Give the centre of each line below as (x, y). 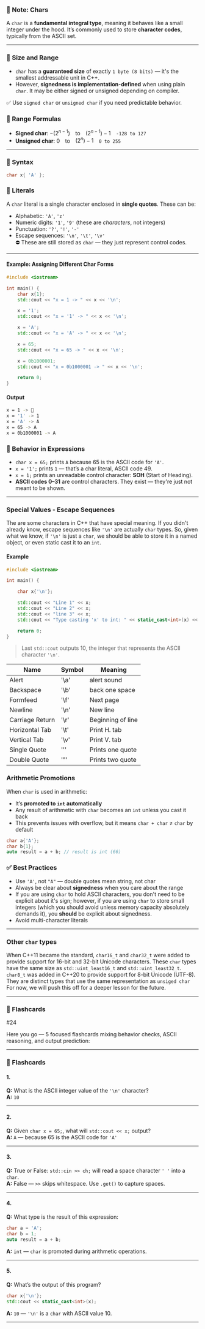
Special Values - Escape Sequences (61, 510)
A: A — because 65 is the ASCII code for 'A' (62, 1137)
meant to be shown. (40, 488)
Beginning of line (114, 720)
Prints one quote (113, 750)
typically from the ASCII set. (41, 36)
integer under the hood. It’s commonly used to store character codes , (94, 29)
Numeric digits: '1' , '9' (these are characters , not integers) (90, 222)
